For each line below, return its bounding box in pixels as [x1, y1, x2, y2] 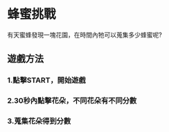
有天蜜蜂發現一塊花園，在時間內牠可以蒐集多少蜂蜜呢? [7, 31, 163, 39]
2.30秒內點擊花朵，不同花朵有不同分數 [7, 96, 137, 106]
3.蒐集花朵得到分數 [7, 116, 71, 126]
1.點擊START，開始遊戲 [7, 76, 86, 85]
